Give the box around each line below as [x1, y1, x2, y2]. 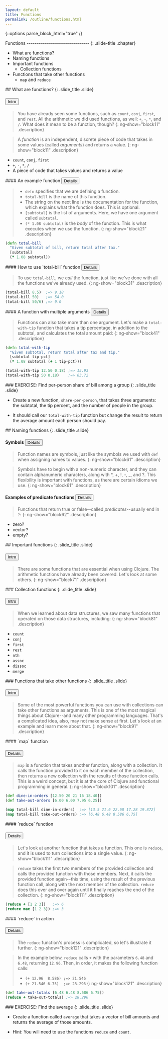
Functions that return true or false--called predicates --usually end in [17, 506, 159, 512]
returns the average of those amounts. [12, 1019, 92, 1025]
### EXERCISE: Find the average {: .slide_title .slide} [5, 1004, 113, 1010]
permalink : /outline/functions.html [5, 17, 82, 22]
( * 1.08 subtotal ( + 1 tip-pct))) [10, 359, 82, 364]
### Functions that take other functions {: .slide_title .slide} [5, 678, 127, 684]
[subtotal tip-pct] [10, 354, 51, 360]
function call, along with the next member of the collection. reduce [17, 881, 154, 887]
